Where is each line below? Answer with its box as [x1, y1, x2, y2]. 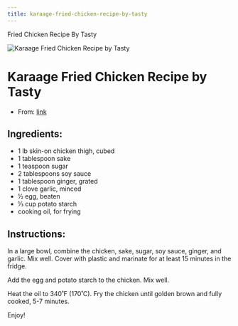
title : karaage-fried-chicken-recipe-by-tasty [7, 10, 148, 18]
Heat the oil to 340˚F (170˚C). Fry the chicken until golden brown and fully [7, 290, 222, 298]
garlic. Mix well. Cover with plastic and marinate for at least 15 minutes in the [7, 254, 232, 263]
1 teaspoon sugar [17, 162, 69, 171]
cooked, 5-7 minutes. [7, 297, 70, 306]
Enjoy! [7, 311, 26, 320]
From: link [17, 107, 48, 116]
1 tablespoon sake [17, 154, 71, 163]
